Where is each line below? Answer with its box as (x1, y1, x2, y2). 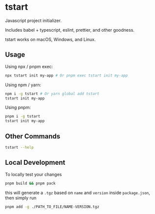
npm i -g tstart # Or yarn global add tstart (5, 91, 99, 96)
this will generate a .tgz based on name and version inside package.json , (5, 190, 151, 195)
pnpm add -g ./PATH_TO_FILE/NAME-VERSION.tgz (5, 204, 99, 209)
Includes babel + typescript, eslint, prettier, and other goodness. (5, 27, 134, 33)
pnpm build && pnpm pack (5, 181, 56, 186)
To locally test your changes (5, 171, 62, 177)
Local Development (5, 158, 66, 167)
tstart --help (5, 145, 34, 150)
